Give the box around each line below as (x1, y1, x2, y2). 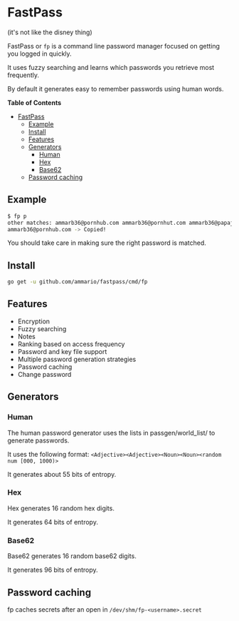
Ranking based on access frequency (17, 340, 125, 348)
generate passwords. (7, 436, 70, 445)
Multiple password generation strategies (17, 355, 137, 363)
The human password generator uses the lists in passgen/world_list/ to (7, 428, 216, 437)
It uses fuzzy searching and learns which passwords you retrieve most (7, 63, 215, 71)
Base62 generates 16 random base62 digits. (7, 552, 137, 560)
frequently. (7, 71, 39, 79)
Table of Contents (7, 98, 62, 107)
